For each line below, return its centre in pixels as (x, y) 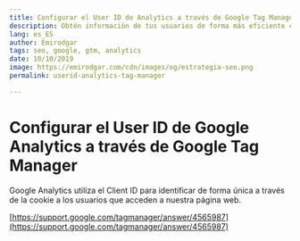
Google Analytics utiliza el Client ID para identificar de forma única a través (147, 190)
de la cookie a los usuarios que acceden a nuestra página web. (125, 199)
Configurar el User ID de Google (129, 127)
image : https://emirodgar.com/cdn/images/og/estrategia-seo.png (131, 68)
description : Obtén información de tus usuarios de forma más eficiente (147, 26)
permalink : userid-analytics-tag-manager (87, 76)
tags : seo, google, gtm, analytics (75, 51)
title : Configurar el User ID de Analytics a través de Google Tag (137, 17)
